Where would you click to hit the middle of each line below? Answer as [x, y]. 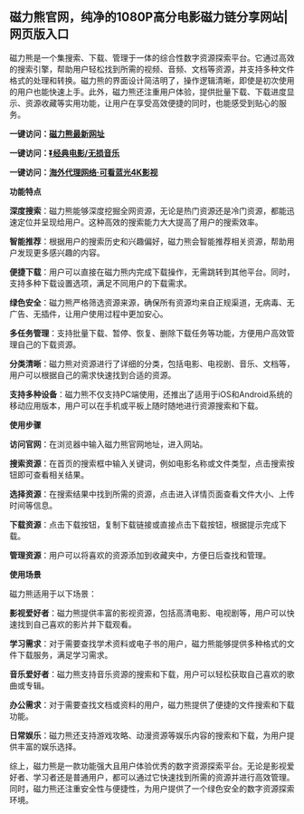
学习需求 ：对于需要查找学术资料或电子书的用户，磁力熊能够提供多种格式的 [148, 644]
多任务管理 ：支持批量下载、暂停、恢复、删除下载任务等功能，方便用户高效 [148, 333]
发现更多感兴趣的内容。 [61, 252]
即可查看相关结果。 [52, 474]
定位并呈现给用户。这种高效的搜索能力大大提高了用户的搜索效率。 [140, 222]
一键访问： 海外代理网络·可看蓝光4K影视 [84, 172]
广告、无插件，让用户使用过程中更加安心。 [89, 314]
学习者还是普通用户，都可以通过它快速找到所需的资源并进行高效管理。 [164, 777]
